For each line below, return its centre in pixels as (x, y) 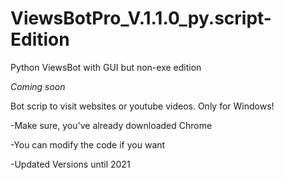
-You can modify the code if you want (88, 144)
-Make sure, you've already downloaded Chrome (111, 125)
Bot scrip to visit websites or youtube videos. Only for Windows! (142, 106)
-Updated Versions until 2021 (70, 164)
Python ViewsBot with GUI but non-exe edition (106, 67)
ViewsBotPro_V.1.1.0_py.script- (141, 18)
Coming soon (38, 86)
